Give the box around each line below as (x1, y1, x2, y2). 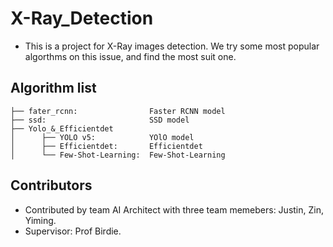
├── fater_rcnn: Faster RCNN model (10, 106, 226, 116)
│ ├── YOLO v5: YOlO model (10, 132, 195, 142)
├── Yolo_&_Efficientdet (10, 123, 114, 134)
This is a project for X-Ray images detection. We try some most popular (24, 40, 320, 52)
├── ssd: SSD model (10, 115, 190, 125)
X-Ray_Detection (10, 7, 154, 30)
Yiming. (24, 214, 57, 226)
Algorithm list (10, 80, 97, 97)
